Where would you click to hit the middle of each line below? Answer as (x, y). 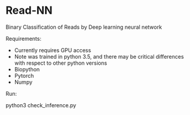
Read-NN (29, 10)
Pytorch (24, 75)
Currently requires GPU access (52, 50)
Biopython (27, 69)
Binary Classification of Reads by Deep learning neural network (84, 27)
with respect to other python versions (61, 63)
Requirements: (23, 38)
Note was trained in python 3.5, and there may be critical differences (99, 56)
